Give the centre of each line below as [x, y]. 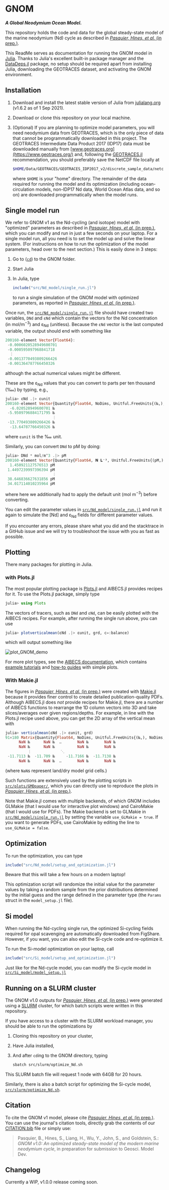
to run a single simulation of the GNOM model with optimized [76, 298]
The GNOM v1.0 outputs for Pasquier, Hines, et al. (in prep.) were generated [84, 1000]
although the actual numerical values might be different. [63, 373]
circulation [23, 189]
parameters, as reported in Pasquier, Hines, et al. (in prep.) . [74, 303]
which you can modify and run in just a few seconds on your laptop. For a [81, 233]
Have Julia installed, [33, 1046]
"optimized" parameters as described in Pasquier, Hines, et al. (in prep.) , [80, 228]
